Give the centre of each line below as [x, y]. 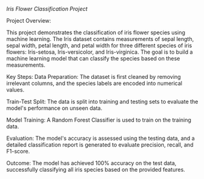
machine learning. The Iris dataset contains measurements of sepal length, [100, 39]
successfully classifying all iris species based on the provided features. [96, 170]
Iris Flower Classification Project [47, 9]
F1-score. [18, 151]
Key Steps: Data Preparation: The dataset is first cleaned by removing [94, 77]
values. [15, 90]
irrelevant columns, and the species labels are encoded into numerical [94, 83]
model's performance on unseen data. [54, 108]
